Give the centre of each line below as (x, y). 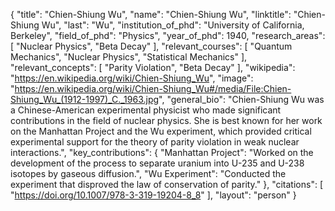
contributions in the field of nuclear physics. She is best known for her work (166, 120)
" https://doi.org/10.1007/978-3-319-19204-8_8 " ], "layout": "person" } (153, 195)
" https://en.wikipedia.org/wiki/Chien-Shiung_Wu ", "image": (132, 78)
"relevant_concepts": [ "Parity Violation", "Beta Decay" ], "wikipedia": (153, 67)
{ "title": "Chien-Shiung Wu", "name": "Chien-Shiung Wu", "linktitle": (151, 14)
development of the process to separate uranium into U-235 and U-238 (157, 163)
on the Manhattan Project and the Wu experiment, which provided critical (161, 131)
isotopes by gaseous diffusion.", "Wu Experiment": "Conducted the (148, 173)
